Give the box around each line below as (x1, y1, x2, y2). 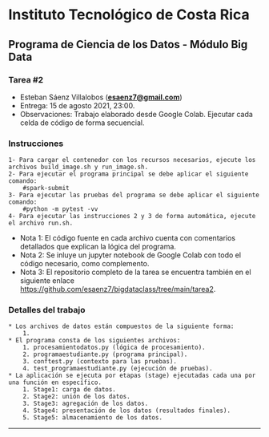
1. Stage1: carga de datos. (22, 386, 116, 394)
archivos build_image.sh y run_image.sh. (8, 163, 149, 172)
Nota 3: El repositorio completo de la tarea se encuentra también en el (19, 267, 251, 277)
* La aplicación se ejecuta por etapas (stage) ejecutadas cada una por (8, 371, 256, 380)
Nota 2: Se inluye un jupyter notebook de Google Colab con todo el (19, 250, 242, 260)
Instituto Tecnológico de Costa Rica (8, 6, 250, 24)
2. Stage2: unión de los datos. (22, 393, 130, 401)
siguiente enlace (19, 276, 74, 285)
